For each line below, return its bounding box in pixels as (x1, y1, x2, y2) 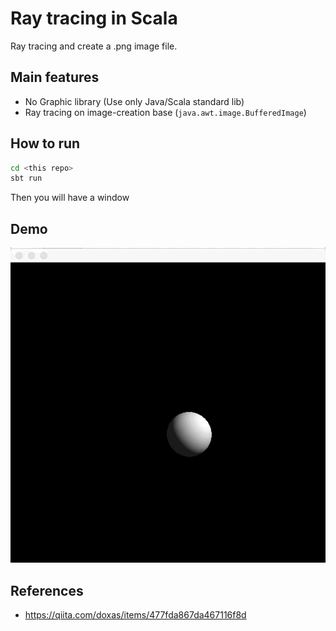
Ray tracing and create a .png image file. (10, 40, 178, 52)
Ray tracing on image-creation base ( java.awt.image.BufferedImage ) (24, 106, 307, 118)
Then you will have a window (10, 192, 130, 204)
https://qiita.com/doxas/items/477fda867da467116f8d (24, 608, 247, 621)
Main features (10, 69, 100, 86)
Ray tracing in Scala (10, 7, 178, 30)
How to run (10, 135, 81, 152)
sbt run (10, 173, 43, 184)
